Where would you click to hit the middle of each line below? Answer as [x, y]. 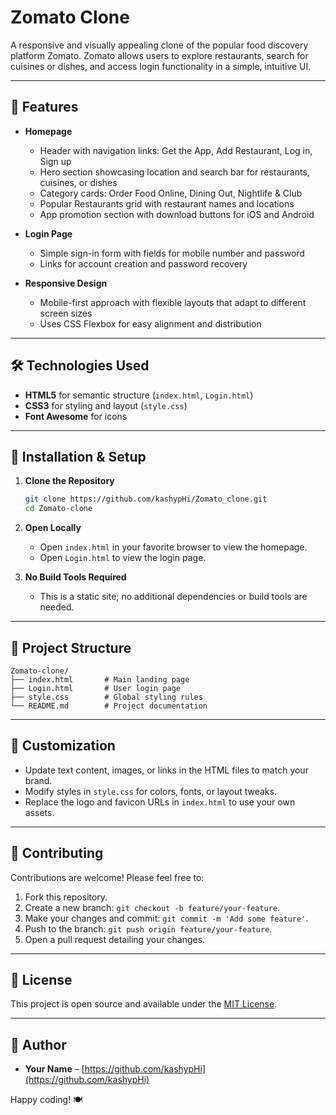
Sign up [55, 161]
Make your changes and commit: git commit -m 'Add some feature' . [166, 918]
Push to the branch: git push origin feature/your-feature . [148, 928]
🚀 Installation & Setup [78, 456]
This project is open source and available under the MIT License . [144, 1004]
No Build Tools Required [75, 577]
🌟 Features [44, 107]
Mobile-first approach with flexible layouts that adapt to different [173, 302]
